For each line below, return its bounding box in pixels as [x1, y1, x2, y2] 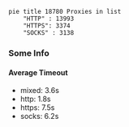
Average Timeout [8, 67, 68, 77]
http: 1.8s [19, 94, 51, 104]
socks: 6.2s [19, 112, 59, 121]
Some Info [8, 47, 50, 58]
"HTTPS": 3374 [23, 22, 71, 30]
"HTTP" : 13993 [23, 15, 75, 23]
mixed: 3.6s [19, 86, 59, 95]
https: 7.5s [19, 103, 55, 112]
